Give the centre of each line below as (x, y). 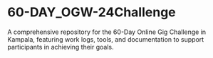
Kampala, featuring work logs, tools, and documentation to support (106, 39)
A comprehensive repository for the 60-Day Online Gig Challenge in (107, 32)
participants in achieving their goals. (61, 47)
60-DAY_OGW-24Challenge (92, 12)
